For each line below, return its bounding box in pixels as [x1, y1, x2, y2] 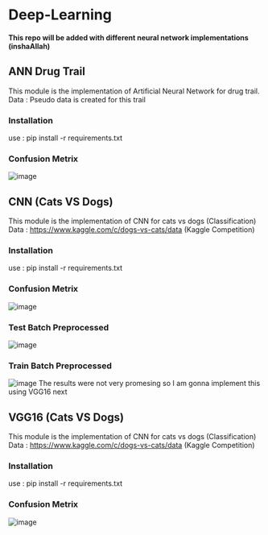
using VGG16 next [8, 387, 68, 396]
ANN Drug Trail [8, 64, 86, 78]
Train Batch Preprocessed [8, 360, 113, 371]
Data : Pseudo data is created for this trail [8, 94, 146, 104]
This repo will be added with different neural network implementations [8, 32, 249, 42]
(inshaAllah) [8, 41, 51, 51]
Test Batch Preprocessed [8, 321, 109, 333]
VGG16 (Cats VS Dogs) [8, 410, 125, 424]
